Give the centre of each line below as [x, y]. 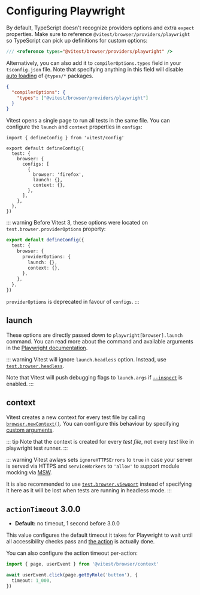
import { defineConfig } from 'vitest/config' [65, 138]
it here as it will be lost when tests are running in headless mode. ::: [89, 490]
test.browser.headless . [35, 366]
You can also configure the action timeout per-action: [72, 553]
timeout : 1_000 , [32, 581]
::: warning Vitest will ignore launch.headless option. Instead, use [86, 359]
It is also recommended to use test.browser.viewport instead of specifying [99, 484]
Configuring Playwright [66, 11]
